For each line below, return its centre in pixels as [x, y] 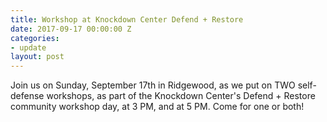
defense [27, 96]
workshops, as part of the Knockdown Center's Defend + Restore [181, 96]
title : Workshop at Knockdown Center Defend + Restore [127, 19]
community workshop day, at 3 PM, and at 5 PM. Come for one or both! [157, 107]
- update [28, 47]
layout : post [37, 57]
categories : [35, 38]
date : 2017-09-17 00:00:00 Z [71, 29]
